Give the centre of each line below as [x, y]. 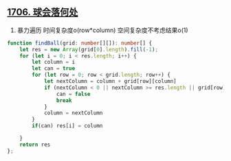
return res [35, 145]
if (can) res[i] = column [67, 126]
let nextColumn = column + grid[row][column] [110, 82]
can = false [73, 94]
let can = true [54, 69]
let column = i [54, 62]
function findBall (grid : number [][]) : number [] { [80, 43]
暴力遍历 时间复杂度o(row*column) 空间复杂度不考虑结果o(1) [102, 30]
